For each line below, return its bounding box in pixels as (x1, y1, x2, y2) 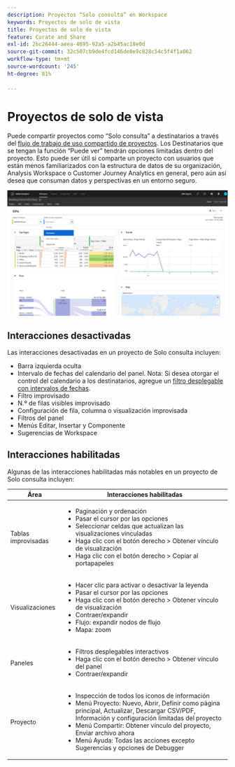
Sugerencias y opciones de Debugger (75, 744, 184, 752)
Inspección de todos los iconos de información (75, 691, 210, 700)
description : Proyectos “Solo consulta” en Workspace (7, 11, 168, 18)
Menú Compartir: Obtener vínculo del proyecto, (75, 722, 211, 730)
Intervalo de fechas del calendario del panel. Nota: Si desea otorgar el (17, 369, 219, 377)
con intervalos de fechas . (17, 383, 91, 392)
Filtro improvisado (17, 391, 70, 400)
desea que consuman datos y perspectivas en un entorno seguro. (7, 176, 197, 185)
